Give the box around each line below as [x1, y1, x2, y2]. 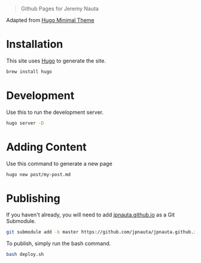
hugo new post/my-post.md [6, 171, 71, 178]
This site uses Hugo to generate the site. [6, 57, 106, 64]
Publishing [6, 191, 61, 205]
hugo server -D [6, 120, 44, 126]
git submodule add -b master [6, 229, 79, 235]
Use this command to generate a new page [6, 160, 112, 167]
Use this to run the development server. [6, 109, 103, 116]
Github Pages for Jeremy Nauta [20, 5, 99, 12]
